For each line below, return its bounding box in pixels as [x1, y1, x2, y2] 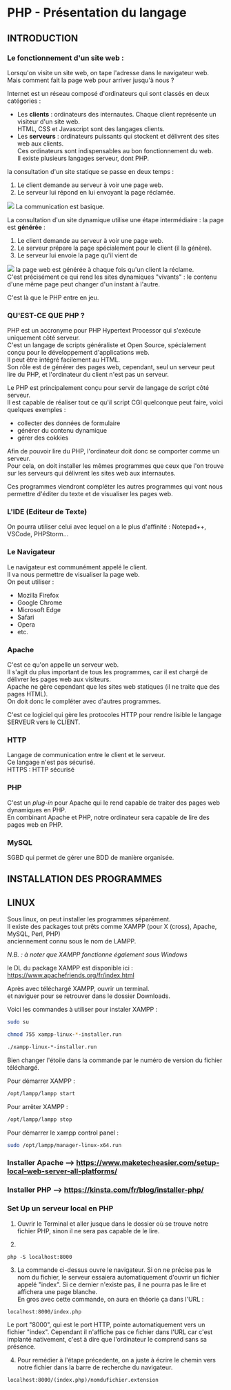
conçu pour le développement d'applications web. [7, 349, 150, 357]
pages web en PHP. [7, 820, 63, 829]
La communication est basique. [15, 202, 105, 211]
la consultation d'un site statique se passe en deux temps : [7, 167, 174, 175]
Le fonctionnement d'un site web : [7, 53, 124, 63]
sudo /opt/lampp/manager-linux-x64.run [7, 1142, 122, 1148]
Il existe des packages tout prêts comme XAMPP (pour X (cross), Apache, [7, 923, 217, 931]
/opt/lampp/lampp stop [7, 1116, 72, 1123]
